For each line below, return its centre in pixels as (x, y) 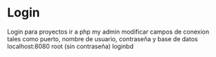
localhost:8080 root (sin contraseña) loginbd (71, 46)
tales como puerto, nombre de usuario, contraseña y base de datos (102, 38)
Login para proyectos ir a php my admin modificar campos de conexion (108, 32)
